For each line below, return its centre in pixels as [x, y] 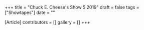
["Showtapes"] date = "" [30, 12]
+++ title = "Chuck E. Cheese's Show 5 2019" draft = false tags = [72, 7]
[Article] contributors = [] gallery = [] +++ [48, 22]
